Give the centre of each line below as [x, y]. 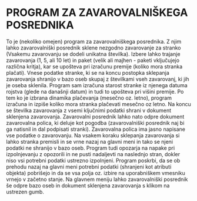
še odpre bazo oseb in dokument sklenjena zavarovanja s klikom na [88, 185]
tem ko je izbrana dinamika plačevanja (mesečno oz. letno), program [89, 98]
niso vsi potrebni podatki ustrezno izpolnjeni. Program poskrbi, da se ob [93, 160]
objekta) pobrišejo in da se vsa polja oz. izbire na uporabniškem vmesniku [96, 173]
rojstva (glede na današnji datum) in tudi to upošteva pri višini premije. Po [95, 91]
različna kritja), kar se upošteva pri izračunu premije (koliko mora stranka [94, 66]
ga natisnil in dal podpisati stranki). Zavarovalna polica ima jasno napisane [96, 129]
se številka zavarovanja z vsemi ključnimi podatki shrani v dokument [89, 110]
